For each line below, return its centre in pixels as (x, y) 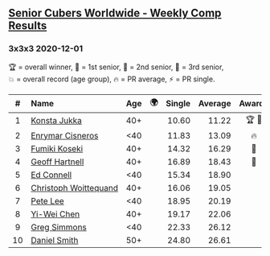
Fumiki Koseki (57, 148)
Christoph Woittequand (75, 188)
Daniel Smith (55, 240)
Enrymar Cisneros (65, 135)
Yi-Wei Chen (55, 214)
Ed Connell (51, 175)
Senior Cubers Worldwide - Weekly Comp (115, 13)
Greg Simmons (59, 227)
